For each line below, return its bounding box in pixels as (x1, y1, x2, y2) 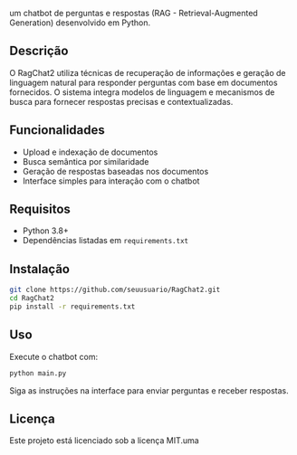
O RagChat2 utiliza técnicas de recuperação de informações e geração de (9, 67, 286, 78)
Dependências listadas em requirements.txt (22, 235, 189, 246)
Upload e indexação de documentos (22, 147, 158, 157)
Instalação (9, 261, 71, 277)
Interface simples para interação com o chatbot (22, 175, 200, 186)
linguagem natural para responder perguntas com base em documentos (9, 77, 278, 88)
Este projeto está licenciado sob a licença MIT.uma (9, 435, 199, 446)
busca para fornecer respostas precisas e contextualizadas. (9, 96, 234, 107)
